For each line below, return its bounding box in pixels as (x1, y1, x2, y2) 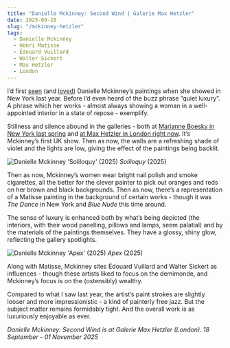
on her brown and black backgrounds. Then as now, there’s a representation (7, 185, 223, 194)
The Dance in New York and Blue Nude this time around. (7, 200, 167, 208)
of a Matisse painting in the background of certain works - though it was (7, 192, 211, 201)
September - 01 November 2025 (7, 332, 98, 341)
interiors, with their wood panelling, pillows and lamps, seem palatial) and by (7, 221, 223, 229)
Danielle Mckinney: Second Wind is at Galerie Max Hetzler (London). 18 (7, 325, 210, 334)
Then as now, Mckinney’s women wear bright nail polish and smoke (7, 170, 198, 179)
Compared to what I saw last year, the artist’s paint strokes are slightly (7, 290, 205, 298)
